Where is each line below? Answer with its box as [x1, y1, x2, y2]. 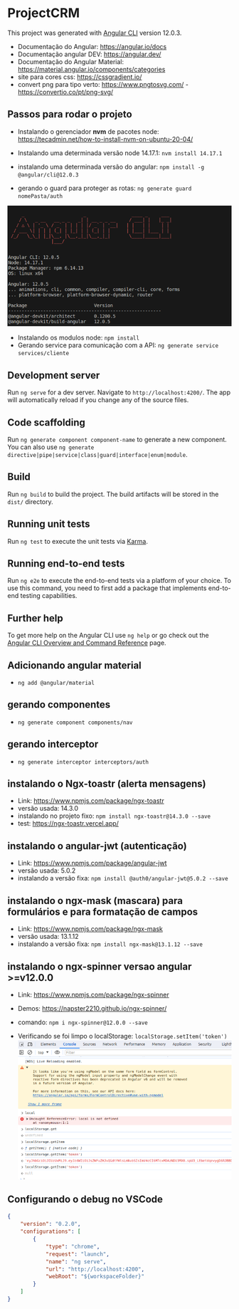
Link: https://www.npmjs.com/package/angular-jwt [17, 859, 167, 868]
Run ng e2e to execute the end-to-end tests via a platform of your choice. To [7, 577, 232, 585]
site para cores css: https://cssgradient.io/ [17, 73, 142, 81]
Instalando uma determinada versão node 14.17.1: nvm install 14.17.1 [17, 148, 223, 157]
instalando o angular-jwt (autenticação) [7, 840, 187, 852]
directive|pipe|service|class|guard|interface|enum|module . [7, 450, 188, 458]
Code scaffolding [7, 416, 85, 429]
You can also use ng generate [7, 443, 95, 451]
